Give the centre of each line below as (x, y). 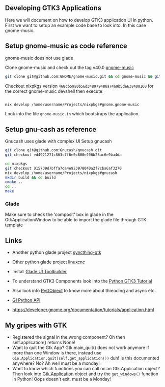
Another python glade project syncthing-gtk (57, 252)
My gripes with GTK (36, 325)
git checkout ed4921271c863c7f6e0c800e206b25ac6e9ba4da (63, 155)
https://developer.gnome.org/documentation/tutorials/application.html (83, 310)
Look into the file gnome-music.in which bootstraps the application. (72, 114)
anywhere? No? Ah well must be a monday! (56, 363)
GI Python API (26, 300)
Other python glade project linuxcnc (49, 262)
